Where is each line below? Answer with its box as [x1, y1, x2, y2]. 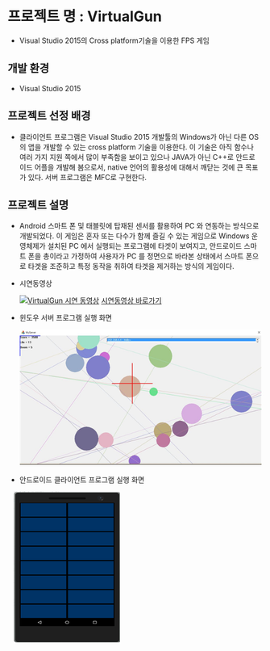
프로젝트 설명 [7, 198, 69, 212]
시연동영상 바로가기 [101, 296, 162, 305]
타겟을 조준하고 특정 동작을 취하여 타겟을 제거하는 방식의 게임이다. [27, 262, 235, 271]
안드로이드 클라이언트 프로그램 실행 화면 [19, 474, 145, 485]
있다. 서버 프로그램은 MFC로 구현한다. [27, 172, 147, 182]
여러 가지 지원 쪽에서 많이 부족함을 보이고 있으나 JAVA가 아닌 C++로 [19, 152, 235, 162]
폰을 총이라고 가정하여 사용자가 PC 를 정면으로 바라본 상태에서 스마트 [27, 251, 244, 261]
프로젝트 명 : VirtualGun [7, 7, 162, 26]
